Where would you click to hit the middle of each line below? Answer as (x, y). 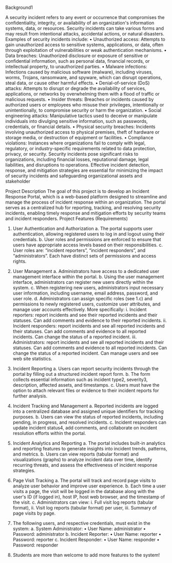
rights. (20, 261)
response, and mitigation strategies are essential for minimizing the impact (84, 170)
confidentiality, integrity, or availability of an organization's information (80, 23)
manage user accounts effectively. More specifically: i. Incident (80, 310)
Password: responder (35, 545)
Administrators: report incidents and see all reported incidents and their (88, 342)
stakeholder (18, 181)
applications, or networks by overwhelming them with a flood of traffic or (83, 94)
